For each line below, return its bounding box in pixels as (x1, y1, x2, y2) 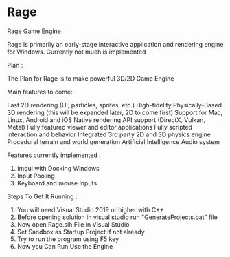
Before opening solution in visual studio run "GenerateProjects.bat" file (16, 213, 218, 221)
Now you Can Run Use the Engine (16, 242, 113, 250)
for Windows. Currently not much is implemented (7, 48, 146, 56)
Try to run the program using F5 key (16, 235, 119, 243)
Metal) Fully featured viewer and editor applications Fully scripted (7, 123, 192, 131)
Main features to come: (7, 88, 73, 96)
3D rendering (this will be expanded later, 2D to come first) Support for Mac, (7, 108, 223, 116)
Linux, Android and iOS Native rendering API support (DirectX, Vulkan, (7, 115, 206, 124)
